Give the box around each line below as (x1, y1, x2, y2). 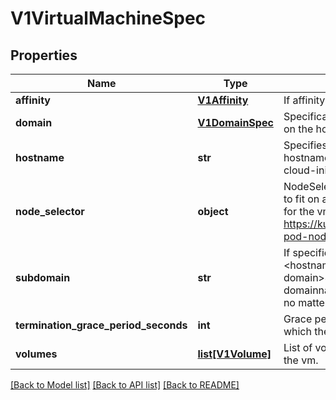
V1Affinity (197, 93, 249, 107)
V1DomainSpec (197, 116, 274, 129)
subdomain (15, 271, 71, 284)
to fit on (283, 192, 320, 206)
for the (283, 205, 315, 218)
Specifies (283, 138, 328, 152)
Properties (10, 47, 78, 64)
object (197, 205, 229, 218)
